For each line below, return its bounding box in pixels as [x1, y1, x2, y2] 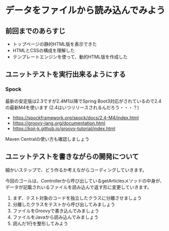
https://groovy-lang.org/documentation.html [12, 120, 105, 126]
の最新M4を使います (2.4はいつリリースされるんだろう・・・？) [5, 104, 139, 110]
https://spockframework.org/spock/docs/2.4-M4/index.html [12, 114, 139, 120]
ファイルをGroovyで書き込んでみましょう [12, 208, 99, 214]
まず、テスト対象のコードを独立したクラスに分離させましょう [12, 195, 142, 201]
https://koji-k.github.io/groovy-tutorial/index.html [12, 125, 116, 132]
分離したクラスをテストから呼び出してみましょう [12, 201, 116, 207]
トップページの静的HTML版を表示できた [12, 41, 97, 47]
